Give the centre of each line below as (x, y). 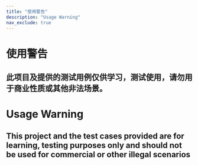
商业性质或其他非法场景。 (61, 88)
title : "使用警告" (27, 12)
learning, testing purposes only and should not (94, 145)
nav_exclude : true (29, 22)
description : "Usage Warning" (43, 17)
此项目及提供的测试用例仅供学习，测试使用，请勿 (95, 77)
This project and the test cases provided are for (95, 136)
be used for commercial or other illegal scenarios (98, 154)
